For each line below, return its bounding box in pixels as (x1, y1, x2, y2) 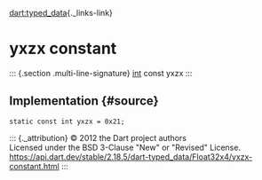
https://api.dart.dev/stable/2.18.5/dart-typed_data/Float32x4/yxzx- (9, 151, 253, 162)
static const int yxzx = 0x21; (9, 117, 125, 126)
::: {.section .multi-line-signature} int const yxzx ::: (9, 67, 193, 78)
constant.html (9, 160, 60, 171)
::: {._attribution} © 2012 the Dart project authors (9, 132, 187, 143)
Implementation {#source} (9, 93, 160, 109)
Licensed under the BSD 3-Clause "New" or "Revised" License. (9, 142, 242, 153)
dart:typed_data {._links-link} (9, 8, 114, 18)
